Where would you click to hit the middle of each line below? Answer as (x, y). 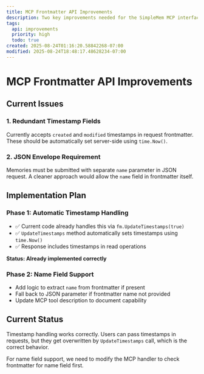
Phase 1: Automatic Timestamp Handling (67, 213)
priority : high (31, 35)
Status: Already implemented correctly (57, 258)
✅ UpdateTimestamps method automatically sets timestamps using (96, 233)
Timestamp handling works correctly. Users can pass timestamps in (91, 334)
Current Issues (35, 104)
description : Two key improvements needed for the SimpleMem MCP (90, 18)
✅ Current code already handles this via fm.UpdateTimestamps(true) (100, 226)
